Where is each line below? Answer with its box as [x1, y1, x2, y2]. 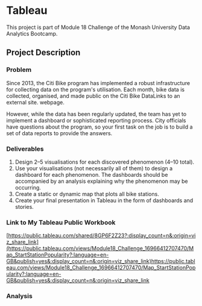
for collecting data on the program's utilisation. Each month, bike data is [6, 86, 185, 93]
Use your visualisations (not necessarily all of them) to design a [14, 164, 173, 172]
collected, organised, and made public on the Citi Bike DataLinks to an [6, 92, 180, 100]
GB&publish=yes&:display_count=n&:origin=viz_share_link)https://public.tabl [6, 258, 195, 265]
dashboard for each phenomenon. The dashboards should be [14, 171, 168, 178]
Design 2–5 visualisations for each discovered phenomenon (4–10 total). [14, 158, 195, 165]
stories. [14, 203, 34, 210]
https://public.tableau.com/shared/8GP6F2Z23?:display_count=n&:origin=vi [8, 232, 196, 239]
